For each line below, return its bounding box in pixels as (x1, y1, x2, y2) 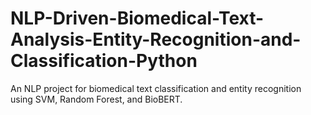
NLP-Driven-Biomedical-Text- (10, 7, 265, 30)
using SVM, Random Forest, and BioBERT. (10, 93, 183, 105)
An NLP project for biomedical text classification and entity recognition (10, 82, 302, 94)
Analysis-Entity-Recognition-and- (10, 28, 302, 51)
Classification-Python (10, 50, 198, 72)
